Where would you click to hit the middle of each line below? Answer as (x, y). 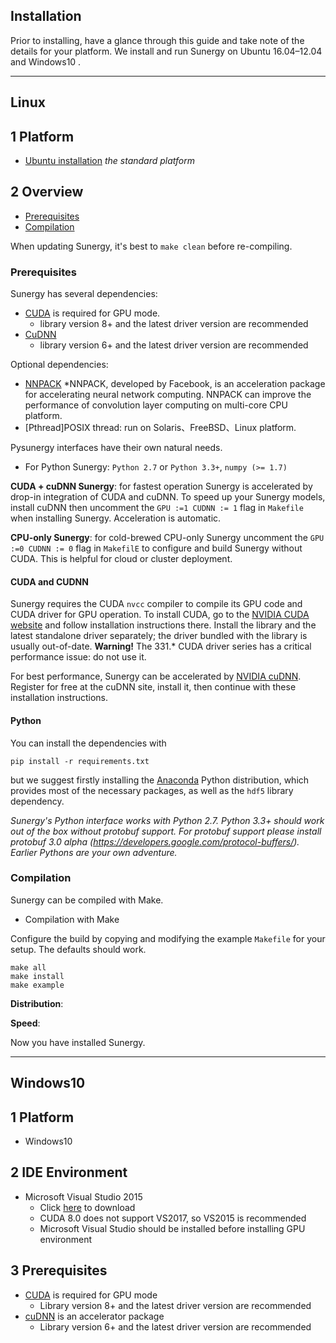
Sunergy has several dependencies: (84, 294)
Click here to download (87, 1207)
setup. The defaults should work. (78, 949)
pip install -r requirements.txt (80, 761)
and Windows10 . (46, 61)
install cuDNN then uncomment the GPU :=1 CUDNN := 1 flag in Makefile (157, 508)
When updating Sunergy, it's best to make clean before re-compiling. (151, 246)
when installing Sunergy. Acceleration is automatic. (116, 518)
